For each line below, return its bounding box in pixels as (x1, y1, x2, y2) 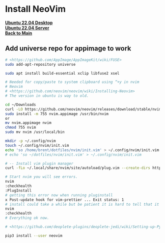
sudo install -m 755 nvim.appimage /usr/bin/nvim (5, 111, 109, 116)
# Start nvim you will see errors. (5, 174, 78, 180)
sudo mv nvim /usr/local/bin (5, 130, 65, 135)
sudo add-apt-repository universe (5, 62, 76, 67)
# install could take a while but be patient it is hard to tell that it (5, 202, 160, 207)
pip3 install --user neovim (5, 233, 63, 238)
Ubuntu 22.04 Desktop (5, 20, 53, 26)
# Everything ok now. (5, 216, 50, 220)
